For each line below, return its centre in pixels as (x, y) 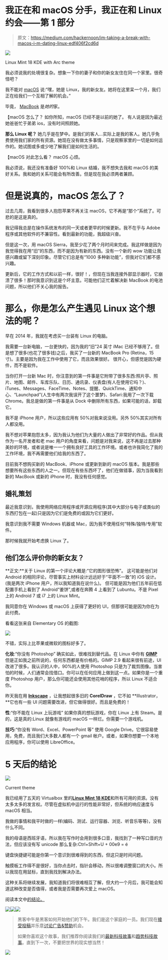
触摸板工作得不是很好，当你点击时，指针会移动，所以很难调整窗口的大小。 (82, 865)
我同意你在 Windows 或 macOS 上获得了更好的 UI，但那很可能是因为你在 (80, 606)
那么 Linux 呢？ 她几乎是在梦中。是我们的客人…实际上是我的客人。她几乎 (80, 134)
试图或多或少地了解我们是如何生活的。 (62, 146)
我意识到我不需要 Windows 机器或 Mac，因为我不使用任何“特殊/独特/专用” (81, 524)
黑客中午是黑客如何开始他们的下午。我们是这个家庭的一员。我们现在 (87, 919)
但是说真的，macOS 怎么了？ (65, 196)
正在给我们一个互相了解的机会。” (38, 96)
